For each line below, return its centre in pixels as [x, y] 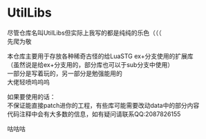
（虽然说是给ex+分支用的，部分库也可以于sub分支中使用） [91, 64]
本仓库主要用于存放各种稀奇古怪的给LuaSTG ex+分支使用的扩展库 [100, 56]
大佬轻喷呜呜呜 [28, 82]
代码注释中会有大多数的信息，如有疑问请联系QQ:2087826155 [94, 114]
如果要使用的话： [31, 96]
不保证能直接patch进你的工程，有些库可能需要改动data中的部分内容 [103, 105]
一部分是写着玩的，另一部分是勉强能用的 [65, 73]
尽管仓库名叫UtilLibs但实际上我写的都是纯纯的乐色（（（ [85, 33]
